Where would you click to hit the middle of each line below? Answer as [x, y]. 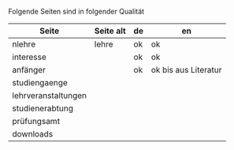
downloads [33, 134]
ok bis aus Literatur [186, 70]
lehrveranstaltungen [49, 96]
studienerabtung [43, 108]
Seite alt [110, 31]
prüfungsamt [36, 121]
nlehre [24, 44]
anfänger [29, 70]
